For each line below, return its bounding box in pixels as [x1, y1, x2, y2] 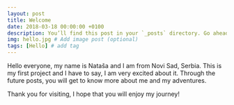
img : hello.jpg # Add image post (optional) [7, 36, 139, 43]
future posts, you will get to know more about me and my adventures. [7, 76, 207, 84]
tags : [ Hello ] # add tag [7, 42, 79, 49]
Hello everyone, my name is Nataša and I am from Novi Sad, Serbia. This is [7, 62, 222, 70]
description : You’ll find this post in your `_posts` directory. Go [7, 29, 210, 37]
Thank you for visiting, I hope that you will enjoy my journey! [7, 90, 180, 98]
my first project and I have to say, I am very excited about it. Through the [7, 69, 216, 77]
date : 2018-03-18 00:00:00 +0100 [7, 23, 104, 30]
